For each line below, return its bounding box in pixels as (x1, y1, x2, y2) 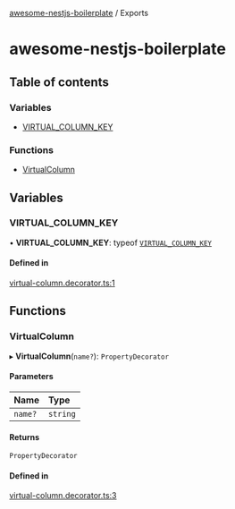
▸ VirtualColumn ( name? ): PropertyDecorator (9, 351, 170, 361)
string (47, 409, 76, 419)
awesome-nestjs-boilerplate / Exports (9, 8, 149, 18)
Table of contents (9, 74, 109, 89)
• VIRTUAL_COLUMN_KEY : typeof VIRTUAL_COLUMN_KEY (9, 237, 213, 248)
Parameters (9, 371, 54, 382)
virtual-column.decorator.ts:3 (9, 490, 117, 501)
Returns (9, 431, 40, 442)
